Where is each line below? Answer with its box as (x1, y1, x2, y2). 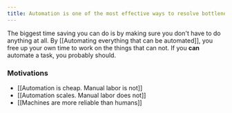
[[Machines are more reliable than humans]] (17, 98, 143, 107)
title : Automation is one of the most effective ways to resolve (7, 10, 199, 17)
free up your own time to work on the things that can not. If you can (7, 43, 200, 52)
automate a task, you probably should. (7, 51, 116, 59)
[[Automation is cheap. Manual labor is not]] (17, 83, 143, 92)
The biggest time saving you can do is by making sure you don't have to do (7, 29, 221, 37)
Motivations (7, 68, 48, 78)
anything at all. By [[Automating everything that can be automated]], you (7, 36, 213, 45)
